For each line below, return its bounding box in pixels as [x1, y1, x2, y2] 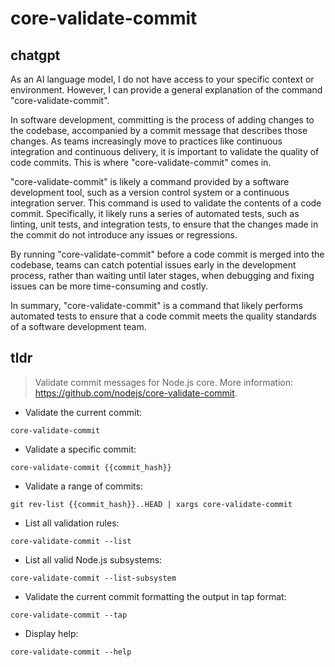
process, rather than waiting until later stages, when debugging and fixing [10, 270, 315, 281]
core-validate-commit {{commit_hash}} [10, 462, 172, 472]
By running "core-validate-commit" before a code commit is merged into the [10, 248, 325, 260]
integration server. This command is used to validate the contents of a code [10, 197, 322, 209]
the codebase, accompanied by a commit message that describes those [10, 125, 308, 136]
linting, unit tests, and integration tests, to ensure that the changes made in [10, 218, 319, 230]
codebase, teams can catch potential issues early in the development [10, 259, 297, 271]
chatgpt [10, 47, 61, 64]
